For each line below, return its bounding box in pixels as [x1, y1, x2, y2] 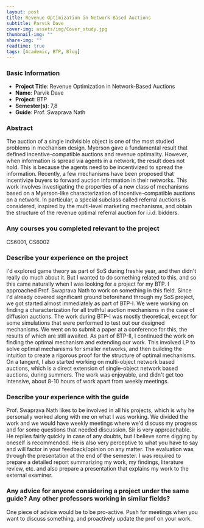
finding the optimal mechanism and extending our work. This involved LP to [6, 338, 196, 345]
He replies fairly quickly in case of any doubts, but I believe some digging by [6, 433, 198, 440]
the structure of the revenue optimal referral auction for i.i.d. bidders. [6, 209, 180, 217]
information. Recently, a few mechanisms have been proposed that [6, 170, 174, 178]
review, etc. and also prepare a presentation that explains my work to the [6, 465, 189, 472]
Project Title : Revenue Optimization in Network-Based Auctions [15, 83, 175, 90]
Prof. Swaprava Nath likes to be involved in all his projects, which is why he [6, 407, 195, 414]
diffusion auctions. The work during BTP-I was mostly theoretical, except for [6, 313, 198, 320]
